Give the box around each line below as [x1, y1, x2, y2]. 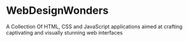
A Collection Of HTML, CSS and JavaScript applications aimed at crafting [6, 23, 183, 30]
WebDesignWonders [6, 4, 109, 17]
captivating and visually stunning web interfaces [6, 29, 123, 36]
